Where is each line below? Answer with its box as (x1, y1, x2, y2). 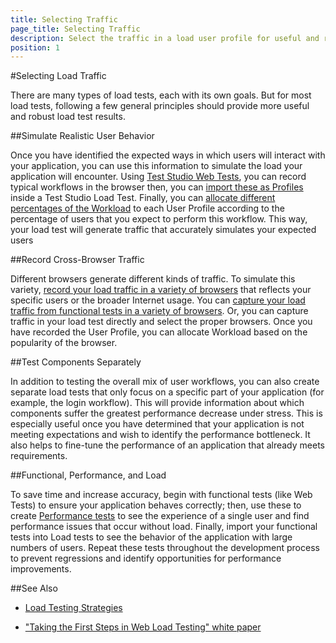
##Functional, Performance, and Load (10, 469, 167, 481)
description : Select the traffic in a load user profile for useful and (10, 33, 320, 43)
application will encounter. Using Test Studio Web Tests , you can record (10, 171, 307, 183)
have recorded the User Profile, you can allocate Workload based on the (10, 326, 308, 338)
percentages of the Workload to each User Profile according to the (10, 202, 285, 215)
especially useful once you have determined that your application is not (10, 418, 305, 430)
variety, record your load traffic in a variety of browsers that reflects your (10, 284, 312, 296)
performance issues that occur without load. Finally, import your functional (10, 521, 318, 533)
